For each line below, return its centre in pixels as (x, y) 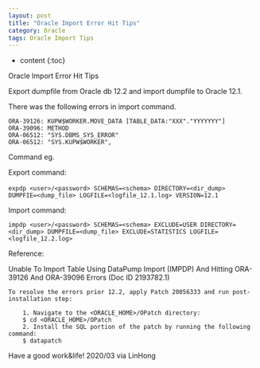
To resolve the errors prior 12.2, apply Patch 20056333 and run (118, 292)
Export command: (37, 173)
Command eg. (31, 157)
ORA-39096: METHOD (39, 128)
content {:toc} (43, 61)
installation (30, 299)
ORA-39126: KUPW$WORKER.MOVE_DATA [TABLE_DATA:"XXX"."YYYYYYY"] (117, 121)
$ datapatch (42, 341)
